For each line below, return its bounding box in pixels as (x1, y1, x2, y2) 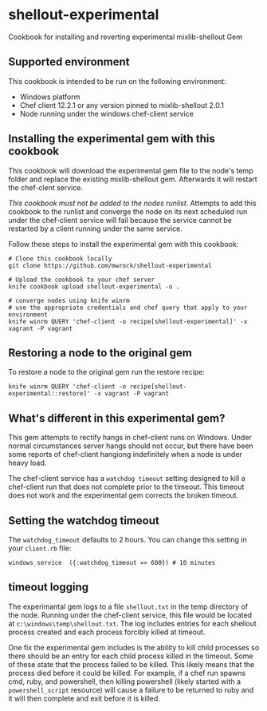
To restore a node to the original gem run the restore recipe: (8, 367, 205, 377)
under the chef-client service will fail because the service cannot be (8, 215, 233, 224)
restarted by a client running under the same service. (8, 224, 183, 233)
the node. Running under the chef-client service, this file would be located (8, 610, 253, 620)
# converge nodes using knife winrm (8, 296, 130, 304)
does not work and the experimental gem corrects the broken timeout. (8, 491, 239, 500)
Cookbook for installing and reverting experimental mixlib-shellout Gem (8, 32, 243, 42)
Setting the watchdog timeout (8, 514, 159, 527)
